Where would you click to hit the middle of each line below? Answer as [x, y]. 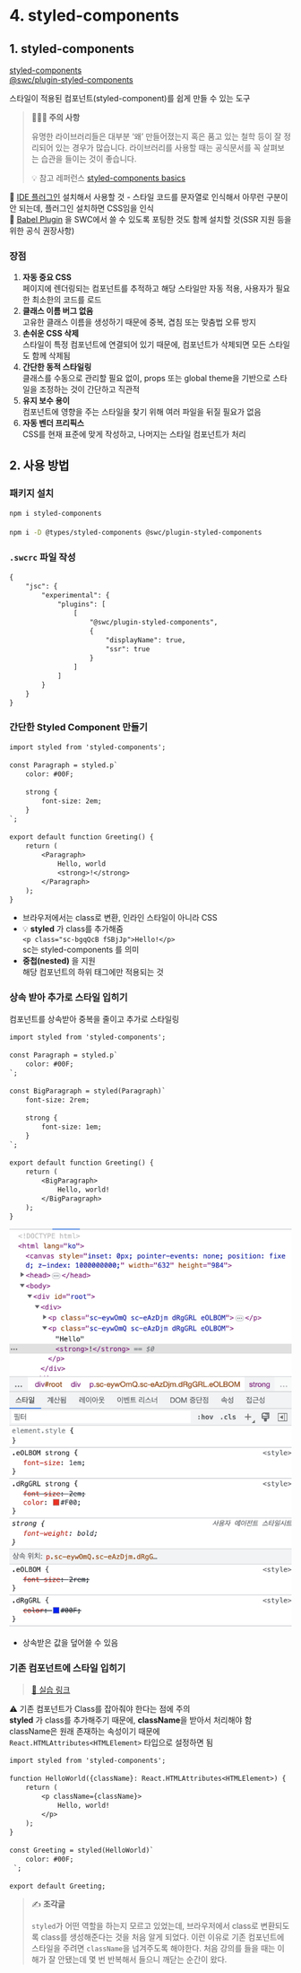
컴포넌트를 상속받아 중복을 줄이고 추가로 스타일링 [95, 1018]
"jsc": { [42, 586]
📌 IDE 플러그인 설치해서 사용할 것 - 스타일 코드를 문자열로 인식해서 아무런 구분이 [149, 197]
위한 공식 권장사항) [42, 231]
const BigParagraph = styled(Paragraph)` [88, 1091]
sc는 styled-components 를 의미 [81, 950]
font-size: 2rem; [58, 1100]
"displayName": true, [146, 640]
